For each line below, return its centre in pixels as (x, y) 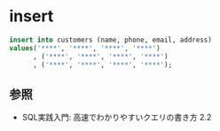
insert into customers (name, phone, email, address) (111, 40)
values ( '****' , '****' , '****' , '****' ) (85, 48)
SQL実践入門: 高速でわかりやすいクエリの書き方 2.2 (117, 118)
